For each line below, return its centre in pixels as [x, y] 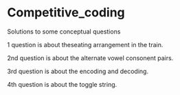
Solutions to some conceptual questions [64, 31]
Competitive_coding [66, 13]
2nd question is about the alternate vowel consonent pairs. [90, 58]
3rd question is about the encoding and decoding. [78, 71]
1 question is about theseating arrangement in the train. [85, 44]
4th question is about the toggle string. [62, 84]
